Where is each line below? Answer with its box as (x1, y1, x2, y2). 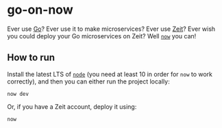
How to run (7, 52, 56, 64)
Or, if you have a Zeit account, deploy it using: (7, 102, 137, 111)
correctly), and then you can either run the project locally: (7, 77, 170, 86)
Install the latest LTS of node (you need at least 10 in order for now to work (7, 70, 213, 78)
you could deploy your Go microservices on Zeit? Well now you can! (7, 31, 197, 40)
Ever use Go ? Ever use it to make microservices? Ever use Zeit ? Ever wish (7, 25, 216, 33)
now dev (7, 90, 29, 97)
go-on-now (7, 2, 73, 18)
